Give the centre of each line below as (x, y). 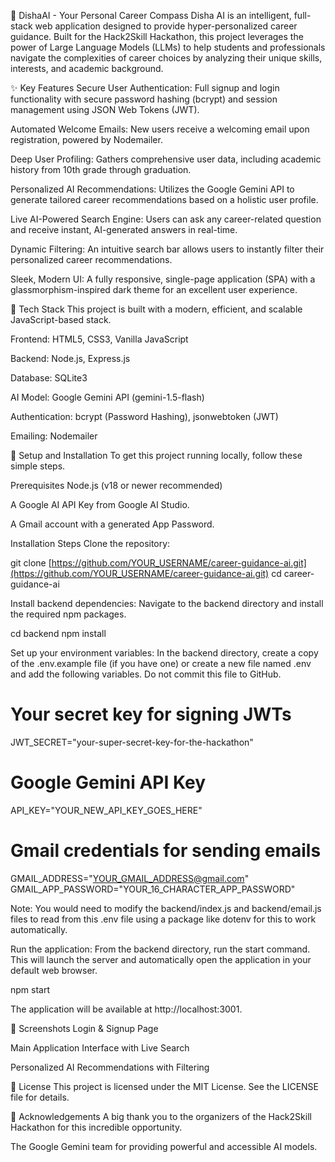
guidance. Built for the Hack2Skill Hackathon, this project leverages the (157, 36)
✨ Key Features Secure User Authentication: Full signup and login (145, 88)
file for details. (40, 1097)
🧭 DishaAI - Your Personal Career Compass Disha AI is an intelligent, (151, 15)
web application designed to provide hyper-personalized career (166, 26)
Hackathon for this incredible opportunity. (96, 1127)
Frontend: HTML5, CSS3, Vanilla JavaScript (99, 339)
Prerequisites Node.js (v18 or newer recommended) (116, 485)
